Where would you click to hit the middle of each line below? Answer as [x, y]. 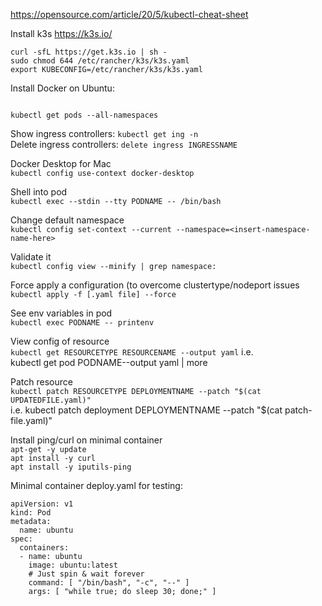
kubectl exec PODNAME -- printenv [82, 323]
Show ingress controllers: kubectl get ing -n [104, 133]
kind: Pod [31, 513]
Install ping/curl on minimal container [86, 440]
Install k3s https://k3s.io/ [61, 33]
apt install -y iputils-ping [71, 467]
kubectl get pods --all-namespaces [84, 115]
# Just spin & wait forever [86, 574]
